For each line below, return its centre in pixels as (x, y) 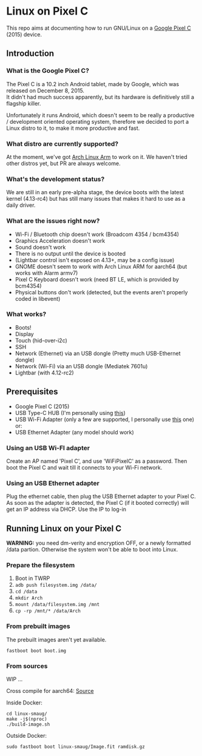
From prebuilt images (39, 626)
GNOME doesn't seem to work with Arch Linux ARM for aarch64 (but (101, 266)
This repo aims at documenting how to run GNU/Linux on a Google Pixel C (99, 28)
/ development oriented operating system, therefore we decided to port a (98, 121)
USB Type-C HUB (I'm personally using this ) (70, 413)
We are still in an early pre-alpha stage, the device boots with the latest (95, 192)
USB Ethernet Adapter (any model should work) (75, 432)
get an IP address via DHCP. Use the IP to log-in (66, 509)
